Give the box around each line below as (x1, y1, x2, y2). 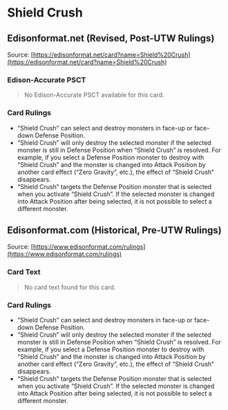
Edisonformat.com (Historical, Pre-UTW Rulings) (7, 224, 222, 236)
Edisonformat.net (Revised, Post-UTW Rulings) (7, 32, 215, 44)
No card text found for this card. (23, 283, 116, 291)
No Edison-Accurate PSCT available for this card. (23, 91, 164, 99)
